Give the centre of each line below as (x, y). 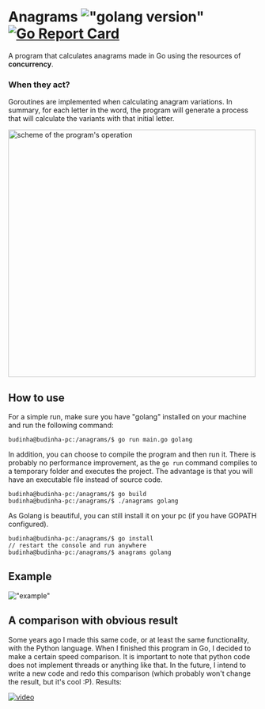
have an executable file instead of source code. (85, 480)
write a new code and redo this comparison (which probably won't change (130, 673)
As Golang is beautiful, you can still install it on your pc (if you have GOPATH (132, 516)
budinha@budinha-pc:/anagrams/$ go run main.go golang (100, 440)
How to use (36, 398)
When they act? (39, 85)
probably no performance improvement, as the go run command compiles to (133, 463)
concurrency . (31, 64)
